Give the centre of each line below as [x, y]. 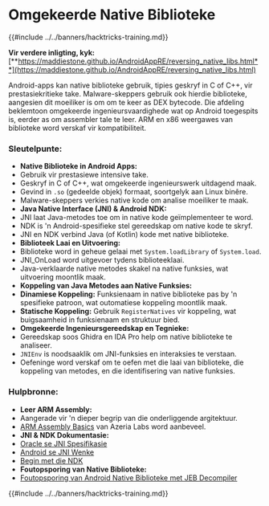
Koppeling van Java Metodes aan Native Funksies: [106, 286]
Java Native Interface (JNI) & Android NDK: [93, 209]
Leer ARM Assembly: [56, 409]
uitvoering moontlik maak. [63, 277]
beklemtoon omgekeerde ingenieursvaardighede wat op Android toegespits [133, 111]
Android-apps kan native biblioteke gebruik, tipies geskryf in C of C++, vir [130, 85]
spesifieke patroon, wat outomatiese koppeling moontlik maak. [123, 303]
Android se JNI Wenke [57, 452]
